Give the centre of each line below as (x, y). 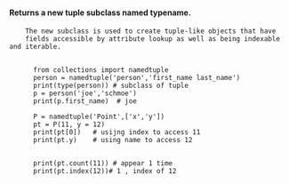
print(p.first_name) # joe (85, 101)
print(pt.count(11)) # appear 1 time (103, 164)
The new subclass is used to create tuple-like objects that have (151, 31)
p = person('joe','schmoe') (85, 93)
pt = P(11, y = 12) (68, 124)
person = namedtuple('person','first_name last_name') (136, 78)
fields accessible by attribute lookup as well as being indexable (153, 39)
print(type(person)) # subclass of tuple (111, 86)
